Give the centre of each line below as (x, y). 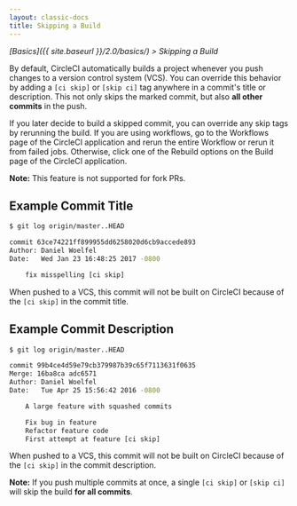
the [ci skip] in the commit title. (69, 301)
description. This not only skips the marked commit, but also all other (136, 96)
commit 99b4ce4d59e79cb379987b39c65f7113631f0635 (103, 366)
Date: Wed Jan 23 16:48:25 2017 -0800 (85, 258)
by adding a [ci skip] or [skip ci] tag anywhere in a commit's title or (137, 87)
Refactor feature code (67, 431)
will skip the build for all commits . (71, 492)
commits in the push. (48, 106)
